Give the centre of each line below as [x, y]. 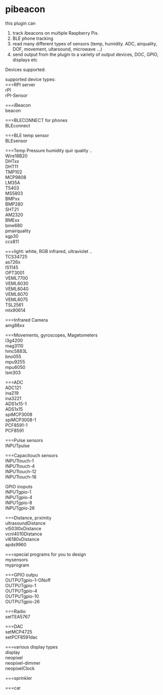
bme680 [14, 225]
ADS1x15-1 [16, 404]
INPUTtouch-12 [21, 471]
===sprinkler [19, 678]
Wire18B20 [16, 156]
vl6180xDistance [22, 539]
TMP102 [14, 172]
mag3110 [14, 346]
